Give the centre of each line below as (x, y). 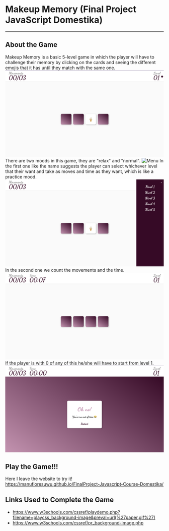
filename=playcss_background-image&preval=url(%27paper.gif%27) (84, 517)
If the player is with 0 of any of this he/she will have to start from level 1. (79, 363)
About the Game (31, 45)
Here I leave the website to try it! (39, 479)
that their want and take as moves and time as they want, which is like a (79, 171)
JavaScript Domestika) (54, 20)
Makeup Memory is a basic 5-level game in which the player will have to (80, 57)
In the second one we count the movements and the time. (65, 270)
